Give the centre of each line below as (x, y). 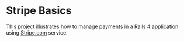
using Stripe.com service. (37, 32)
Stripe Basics (39, 11)
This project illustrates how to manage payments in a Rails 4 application (92, 26)
